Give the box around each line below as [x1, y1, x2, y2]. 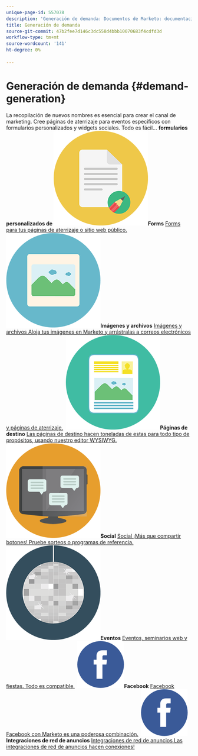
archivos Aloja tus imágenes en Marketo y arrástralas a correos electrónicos [6, 328, 192, 335]
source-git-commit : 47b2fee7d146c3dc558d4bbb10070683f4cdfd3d [6, 28, 162, 34]
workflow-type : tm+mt [6, 34, 60, 41]
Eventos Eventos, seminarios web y [100, 634, 187, 641]
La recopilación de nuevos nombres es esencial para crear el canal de [6, 111, 176, 118]
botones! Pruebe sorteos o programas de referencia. [6, 538, 134, 545]
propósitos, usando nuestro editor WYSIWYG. [6, 437, 117, 444]
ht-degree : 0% [6, 47, 41, 53]
